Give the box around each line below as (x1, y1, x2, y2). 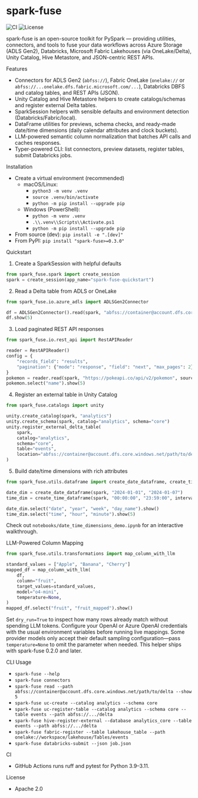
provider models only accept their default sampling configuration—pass (6, 635, 181, 642)
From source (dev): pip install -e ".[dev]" (14, 231, 124, 238)
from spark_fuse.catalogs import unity (6, 402, 104, 409)
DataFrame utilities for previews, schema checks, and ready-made (14, 120, 176, 127)
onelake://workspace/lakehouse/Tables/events (14, 734, 128, 740)
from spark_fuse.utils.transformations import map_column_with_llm (6, 551, 176, 557)
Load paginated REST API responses (14, 326, 104, 333)
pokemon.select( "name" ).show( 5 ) (6, 380, 85, 386)
